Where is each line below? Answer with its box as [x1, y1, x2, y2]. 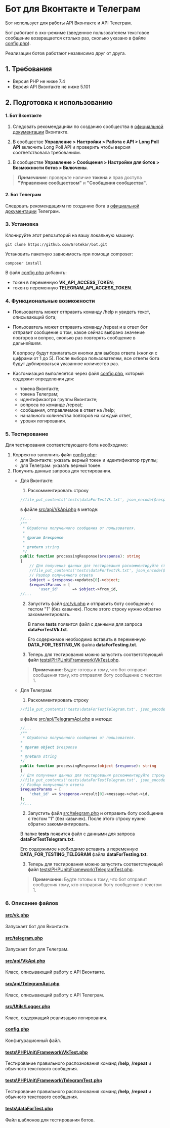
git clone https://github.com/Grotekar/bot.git [5, 242, 108, 247]
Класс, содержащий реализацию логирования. [5, 1015, 108, 1021]
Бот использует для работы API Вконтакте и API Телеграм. [5, 20, 133, 26]
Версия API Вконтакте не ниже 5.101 [12, 83, 91, 90]
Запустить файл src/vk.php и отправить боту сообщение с [27, 600, 154, 607]
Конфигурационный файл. [5, 1037, 62, 1044]
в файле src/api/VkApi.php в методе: [20, 506, 99, 512]
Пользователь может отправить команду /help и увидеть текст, [12, 309, 150, 315]
